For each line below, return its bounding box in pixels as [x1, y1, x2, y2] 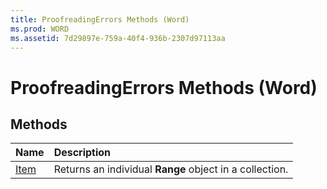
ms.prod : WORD [10, 24, 70, 34]
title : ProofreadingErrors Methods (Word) [10, 14, 190, 25]
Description [53, 146, 112, 160]
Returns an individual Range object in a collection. [53, 162, 289, 176]
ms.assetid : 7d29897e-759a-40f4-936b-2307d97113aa [10, 33, 226, 43]
